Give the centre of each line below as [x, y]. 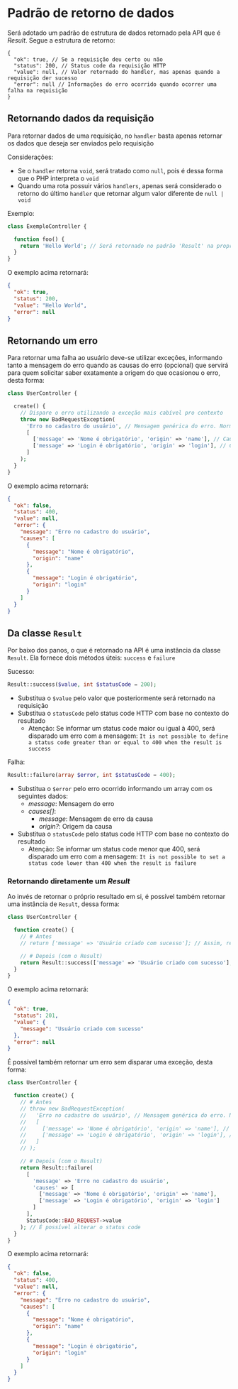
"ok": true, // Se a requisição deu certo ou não [88, 59]
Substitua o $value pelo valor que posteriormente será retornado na [117, 698]
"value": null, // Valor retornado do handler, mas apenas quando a [117, 72]
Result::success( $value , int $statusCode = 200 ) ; [82, 685]
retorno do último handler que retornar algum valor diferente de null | [121, 193]
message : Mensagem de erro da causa [96, 819]
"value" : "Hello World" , [50, 305]
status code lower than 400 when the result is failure [112, 864]
